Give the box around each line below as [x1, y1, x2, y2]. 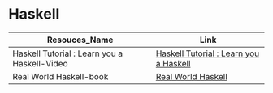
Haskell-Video [12, 57, 68, 69]
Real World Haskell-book [12, 70, 109, 82]
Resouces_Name [46, 34, 114, 45]
